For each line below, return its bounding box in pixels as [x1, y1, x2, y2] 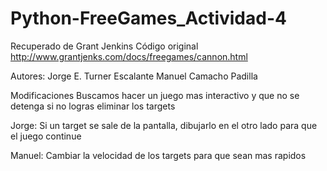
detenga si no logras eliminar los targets [10, 100, 176, 112]
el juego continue [10, 130, 82, 142]
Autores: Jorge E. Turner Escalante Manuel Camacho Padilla [10, 70, 258, 82]
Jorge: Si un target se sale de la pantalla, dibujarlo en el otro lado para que [10, 119, 318, 131]
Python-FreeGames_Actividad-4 [10, 7, 287, 30]
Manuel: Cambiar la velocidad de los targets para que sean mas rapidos [10, 149, 307, 161]
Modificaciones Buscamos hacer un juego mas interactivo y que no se [10, 89, 300, 101]
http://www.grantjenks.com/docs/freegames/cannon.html [10, 50, 248, 62]
